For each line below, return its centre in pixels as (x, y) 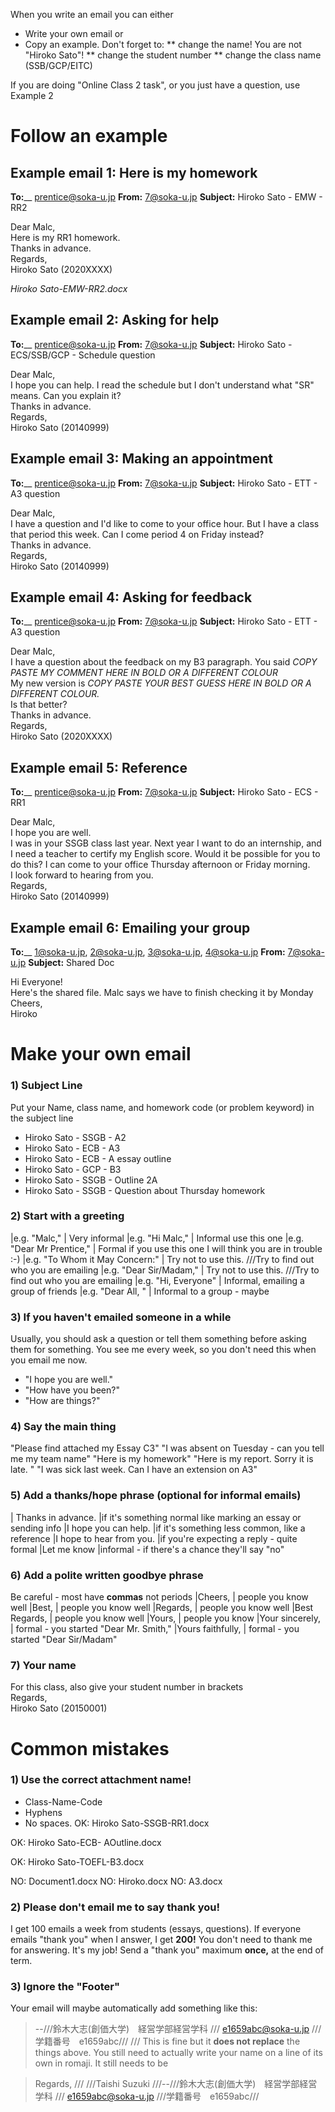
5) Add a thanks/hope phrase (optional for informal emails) (156, 1496)
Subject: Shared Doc (71, 963)
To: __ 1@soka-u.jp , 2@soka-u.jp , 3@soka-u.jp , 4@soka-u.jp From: (148, 952)
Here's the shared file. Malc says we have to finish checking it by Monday (162, 993)
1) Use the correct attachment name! (101, 1780)
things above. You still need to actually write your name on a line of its (178, 2053)
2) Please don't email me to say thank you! (115, 1907)
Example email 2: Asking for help (115, 320)
